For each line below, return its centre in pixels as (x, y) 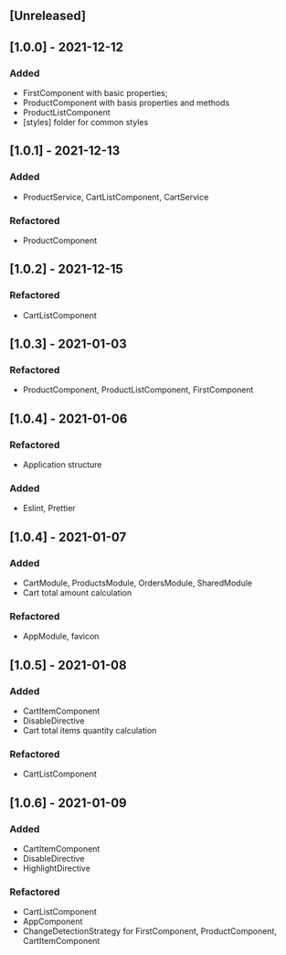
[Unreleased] (48, 16)
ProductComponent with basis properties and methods (126, 103)
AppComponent (53, 922)
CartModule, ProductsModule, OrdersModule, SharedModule (138, 583)
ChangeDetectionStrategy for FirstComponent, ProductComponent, (149, 931)
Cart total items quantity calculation (90, 731)
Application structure (62, 465)
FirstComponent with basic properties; (95, 93)
